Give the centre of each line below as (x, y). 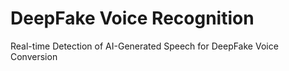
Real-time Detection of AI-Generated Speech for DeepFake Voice (144, 46)
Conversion (34, 56)
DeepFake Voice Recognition (132, 18)
